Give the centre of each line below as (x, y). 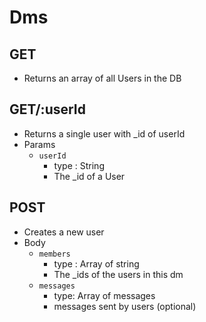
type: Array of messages (104, 295)
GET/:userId (47, 109)
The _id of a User (89, 176)
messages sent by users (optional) (125, 306)
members (54, 254)
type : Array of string (96, 263)
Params (39, 144)
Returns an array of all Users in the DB (102, 78)
